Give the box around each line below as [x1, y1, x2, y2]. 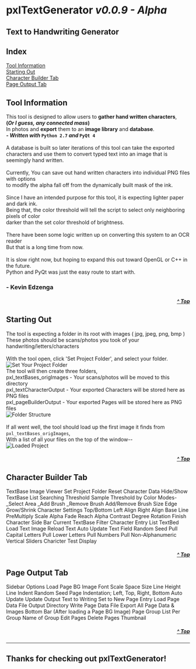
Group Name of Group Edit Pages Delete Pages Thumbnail [6, 615, 146, 622]
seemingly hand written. [6, 157, 64, 164]
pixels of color [6, 213, 41, 220]
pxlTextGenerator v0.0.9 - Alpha [6, 4, 167, 17]
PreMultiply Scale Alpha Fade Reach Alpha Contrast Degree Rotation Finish [6, 512, 187, 519]
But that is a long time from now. [6, 244, 84, 251]
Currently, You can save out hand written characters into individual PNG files [6, 169, 190, 176]
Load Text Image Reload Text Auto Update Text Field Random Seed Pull [6, 525, 178, 532]
